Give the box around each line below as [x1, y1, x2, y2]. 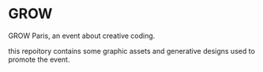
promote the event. [8, 55, 70, 64]
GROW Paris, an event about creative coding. [8, 31, 156, 40]
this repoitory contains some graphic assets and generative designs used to [8, 46, 255, 55]
